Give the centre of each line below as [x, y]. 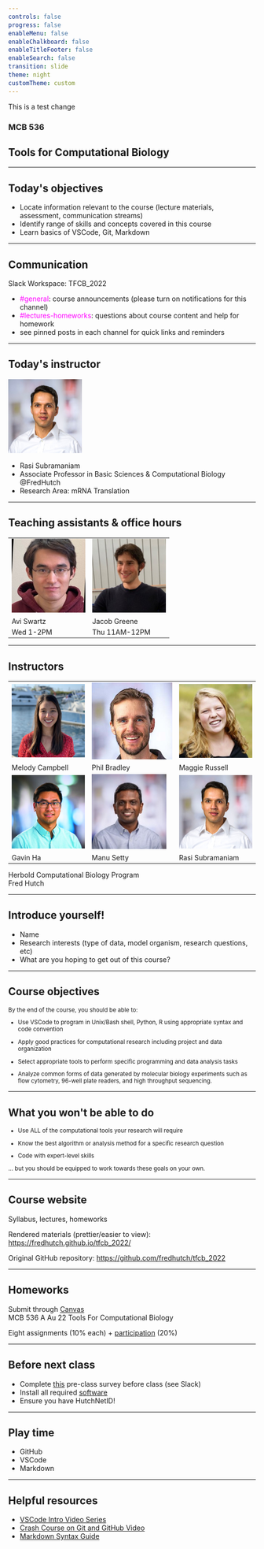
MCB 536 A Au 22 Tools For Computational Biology [91, 1317]
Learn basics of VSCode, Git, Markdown [84, 232]
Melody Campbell [40, 767]
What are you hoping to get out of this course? [95, 959]
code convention [40, 1029]
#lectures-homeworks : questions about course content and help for [129, 315]
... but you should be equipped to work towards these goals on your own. [107, 1169]
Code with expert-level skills [56, 1156]
